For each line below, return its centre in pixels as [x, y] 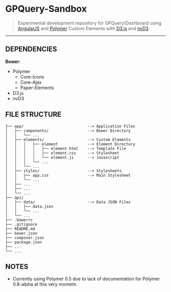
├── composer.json [25, 237]
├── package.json [24, 242]
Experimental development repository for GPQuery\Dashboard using [90, 23]
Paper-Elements [37, 88]
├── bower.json [21, 233]
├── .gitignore [21, 224]
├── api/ [15, 197]
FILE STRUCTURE [34, 114]
